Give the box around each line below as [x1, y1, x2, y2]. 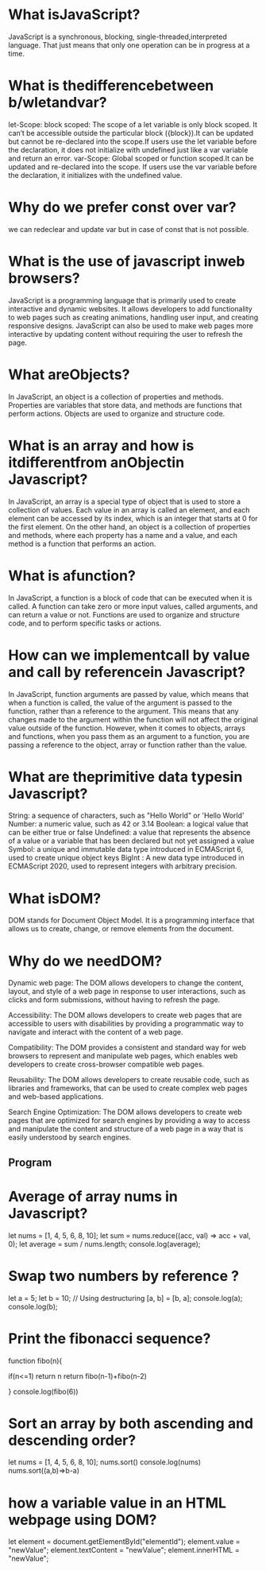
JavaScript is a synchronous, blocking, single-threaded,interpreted [8, 32, 228, 41]
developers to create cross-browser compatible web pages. [8, 1059, 205, 1070]
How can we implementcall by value [8, 646, 250, 664]
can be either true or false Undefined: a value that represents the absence [8, 828, 251, 838]
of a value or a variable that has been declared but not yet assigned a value [8, 836, 255, 845]
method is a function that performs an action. [8, 539, 156, 548]
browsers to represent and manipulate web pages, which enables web [8, 1051, 238, 1061]
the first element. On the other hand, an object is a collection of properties [8, 522, 251, 532]
